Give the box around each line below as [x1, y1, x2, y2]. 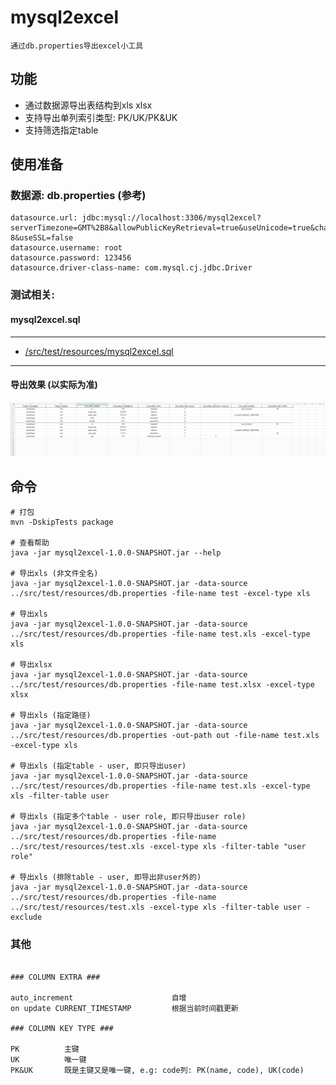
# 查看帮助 [10, 538, 50, 548]
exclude [10, 912, 43, 923]
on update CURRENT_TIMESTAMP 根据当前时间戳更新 [10, 1003, 239, 1013]
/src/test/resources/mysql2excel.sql [24, 345, 174, 357]
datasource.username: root [10, 243, 123, 253]
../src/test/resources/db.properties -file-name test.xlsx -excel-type [10, 680, 315, 690]
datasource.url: [10, 213, 78, 223]
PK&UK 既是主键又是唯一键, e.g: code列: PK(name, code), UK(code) [10, 1065, 305, 1075]
